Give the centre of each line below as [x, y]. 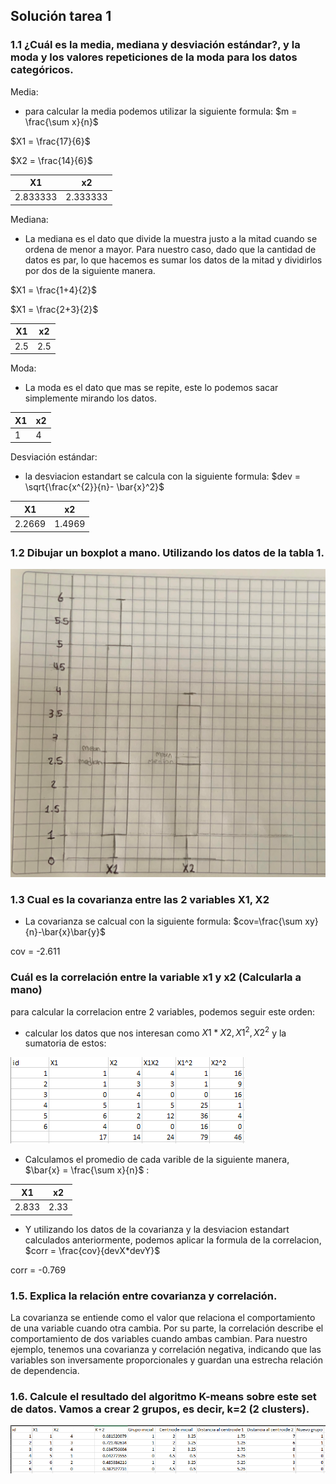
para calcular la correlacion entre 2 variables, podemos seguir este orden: [162, 1011]
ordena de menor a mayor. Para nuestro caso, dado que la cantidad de [170, 249]
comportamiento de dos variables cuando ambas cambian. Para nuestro [159, 1338]
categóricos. [42, 70]
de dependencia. [45, 1370]
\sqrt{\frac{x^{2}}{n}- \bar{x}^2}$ [94, 487]
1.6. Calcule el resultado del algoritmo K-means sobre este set [163, 1396]
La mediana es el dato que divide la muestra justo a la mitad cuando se [171, 238]
